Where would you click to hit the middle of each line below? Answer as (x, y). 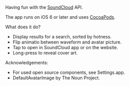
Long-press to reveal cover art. (45, 53)
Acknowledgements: (27, 62)
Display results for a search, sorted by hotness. (62, 37)
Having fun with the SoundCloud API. (44, 7)
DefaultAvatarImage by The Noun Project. (56, 78)
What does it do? (23, 27)
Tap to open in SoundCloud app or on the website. (65, 47)
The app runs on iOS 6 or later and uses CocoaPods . (60, 17)
